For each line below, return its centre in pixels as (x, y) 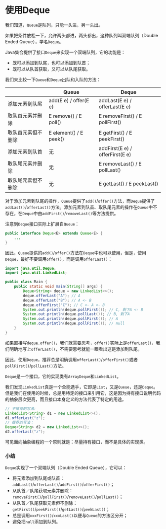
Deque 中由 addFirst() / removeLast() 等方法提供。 (70, 213)
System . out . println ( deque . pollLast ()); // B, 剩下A (76, 314)
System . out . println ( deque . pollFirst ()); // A (71, 319)
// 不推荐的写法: (21, 409)
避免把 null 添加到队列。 (36, 522)
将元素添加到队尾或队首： (38, 478)
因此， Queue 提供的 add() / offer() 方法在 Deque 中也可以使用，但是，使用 (76, 253)
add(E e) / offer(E (69, 100)
